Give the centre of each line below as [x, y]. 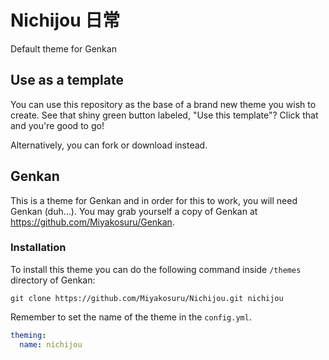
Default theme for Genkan [63, 48]
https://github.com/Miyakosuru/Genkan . [92, 222]
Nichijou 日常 [65, 20]
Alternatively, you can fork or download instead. [109, 145]
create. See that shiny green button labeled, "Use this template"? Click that [164, 115]
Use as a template [67, 80]
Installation [38, 248]
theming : [28, 335]
